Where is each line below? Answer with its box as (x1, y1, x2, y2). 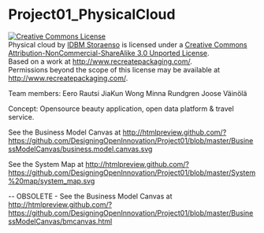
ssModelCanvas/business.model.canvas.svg (8, 144, 153, 153)
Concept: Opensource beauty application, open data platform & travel (8, 104, 234, 113)
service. (8, 112, 35, 121)
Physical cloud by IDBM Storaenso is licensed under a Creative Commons (8, 39, 247, 49)
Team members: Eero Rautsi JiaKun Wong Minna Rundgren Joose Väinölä (8, 88, 247, 98)
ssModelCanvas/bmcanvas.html (8, 216, 113, 226)
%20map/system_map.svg (8, 176, 95, 186)
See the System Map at (8, 159, 84, 168)
